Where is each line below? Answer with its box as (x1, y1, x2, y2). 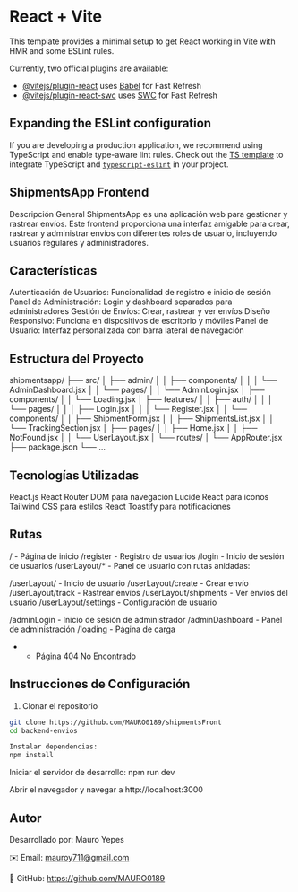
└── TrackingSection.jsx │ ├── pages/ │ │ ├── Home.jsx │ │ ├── (9, 423, 258, 433)
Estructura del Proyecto (9, 351, 145, 366)
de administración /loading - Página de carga (9, 624, 176, 634)
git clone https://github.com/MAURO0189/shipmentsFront (9, 718, 222, 727)
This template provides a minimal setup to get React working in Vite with (9, 36, 276, 47)
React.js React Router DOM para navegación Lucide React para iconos (9, 492, 269, 502)
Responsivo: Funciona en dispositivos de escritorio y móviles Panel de (9, 316, 268, 327)
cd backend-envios (9, 726, 78, 735)
